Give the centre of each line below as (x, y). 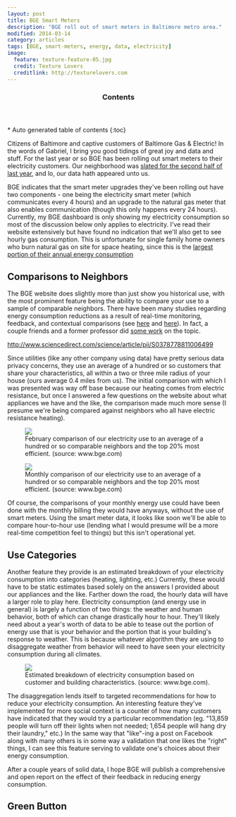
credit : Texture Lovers (48, 66)
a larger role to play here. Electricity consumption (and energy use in (107, 602)
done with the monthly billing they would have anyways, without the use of (116, 510)
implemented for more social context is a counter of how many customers (114, 711)
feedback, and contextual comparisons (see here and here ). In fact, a (108, 324)
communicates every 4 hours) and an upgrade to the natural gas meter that (117, 202)
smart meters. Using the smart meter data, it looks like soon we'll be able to (117, 518)
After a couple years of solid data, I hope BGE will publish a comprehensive (116, 769)
